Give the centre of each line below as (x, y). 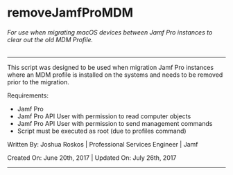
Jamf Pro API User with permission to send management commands (115, 124)
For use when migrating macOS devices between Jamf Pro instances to (110, 32)
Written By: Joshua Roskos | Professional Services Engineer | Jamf (103, 145)
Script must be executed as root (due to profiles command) (102, 131)
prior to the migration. (38, 82)
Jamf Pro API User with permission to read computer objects (104, 116)
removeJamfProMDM (70, 13)
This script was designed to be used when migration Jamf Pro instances (110, 68)
